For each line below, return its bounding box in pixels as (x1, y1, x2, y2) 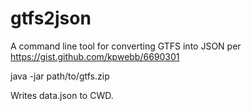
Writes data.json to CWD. (10, 89, 114, 101)
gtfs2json (10, 7, 92, 30)
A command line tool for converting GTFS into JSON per (10, 40, 242, 52)
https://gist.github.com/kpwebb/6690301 (10, 50, 180, 62)
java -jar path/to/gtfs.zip (10, 70, 110, 82)
